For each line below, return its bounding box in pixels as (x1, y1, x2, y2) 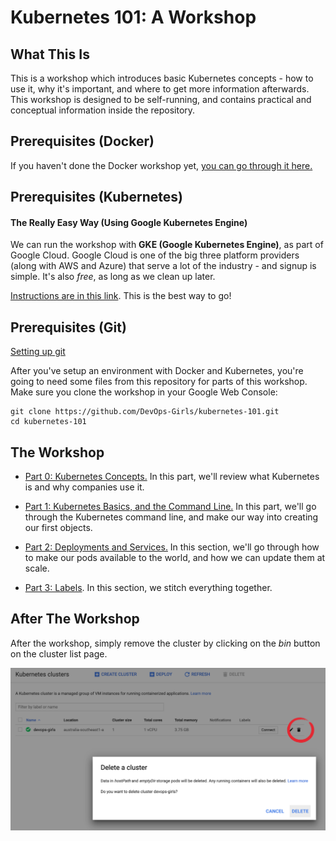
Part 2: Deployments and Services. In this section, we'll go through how (24, 541, 320, 553)
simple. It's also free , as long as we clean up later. (10, 271, 216, 283)
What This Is (10, 46, 90, 63)
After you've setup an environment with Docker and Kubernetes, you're (10, 365, 304, 377)
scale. (24, 562, 50, 575)
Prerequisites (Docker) (10, 133, 155, 150)
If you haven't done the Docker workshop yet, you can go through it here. (10, 159, 313, 171)
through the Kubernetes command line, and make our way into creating (24, 511, 319, 523)
